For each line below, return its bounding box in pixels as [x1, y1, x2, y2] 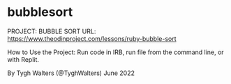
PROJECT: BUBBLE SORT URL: [7, 27, 96, 35]
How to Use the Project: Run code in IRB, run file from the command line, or [7, 48, 225, 56]
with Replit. [7, 55, 40, 63]
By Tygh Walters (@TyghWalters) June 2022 [7, 69, 135, 77]
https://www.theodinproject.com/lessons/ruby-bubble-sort [7, 34, 177, 42]
